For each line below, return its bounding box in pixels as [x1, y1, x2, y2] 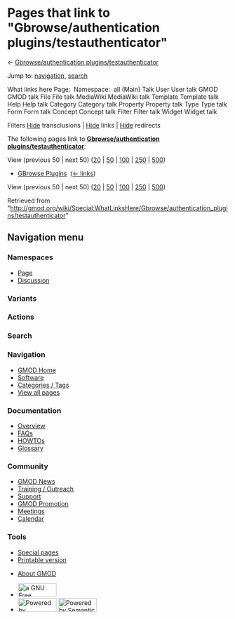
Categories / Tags [17, 381, 69, 389]
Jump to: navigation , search [7, 72, 88, 80]
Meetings [17, 507, 45, 516]
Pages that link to [7, 5, 111, 21]
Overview [17, 421, 46, 430]
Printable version [17, 555, 67, 564]
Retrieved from [7, 196, 51, 205]
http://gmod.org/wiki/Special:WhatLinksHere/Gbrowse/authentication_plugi [10, 203, 228, 212]
